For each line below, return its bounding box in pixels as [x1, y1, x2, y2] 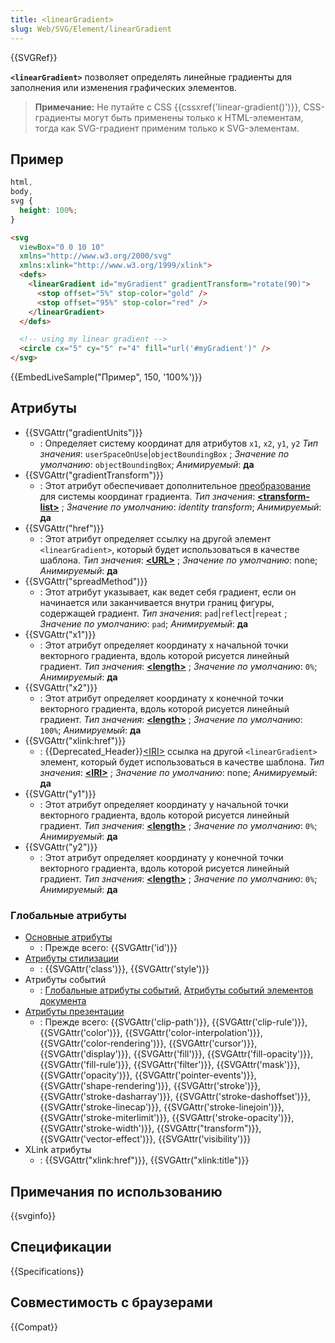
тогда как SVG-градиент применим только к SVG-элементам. [34, 122, 300, 134]
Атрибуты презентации [24, 1006, 125, 1018]
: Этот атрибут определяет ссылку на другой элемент [39, 532, 272, 545]
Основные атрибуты [24, 931, 113, 943]
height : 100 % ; [19, 205, 78, 215]
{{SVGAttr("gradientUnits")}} [24, 426, 143, 438]
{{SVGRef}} [10, 51, 58, 63]
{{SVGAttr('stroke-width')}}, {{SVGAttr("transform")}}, [39, 1122, 262, 1135]
